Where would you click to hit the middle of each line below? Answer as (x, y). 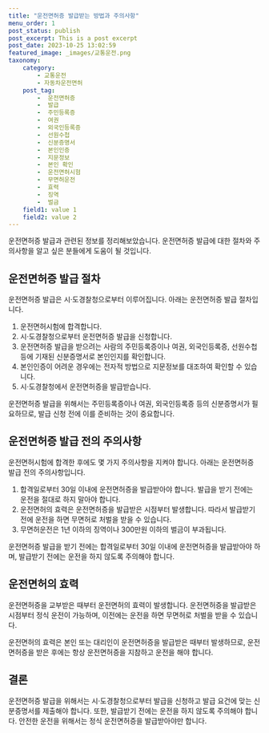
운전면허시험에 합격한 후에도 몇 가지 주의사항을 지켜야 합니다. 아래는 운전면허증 (131, 462)
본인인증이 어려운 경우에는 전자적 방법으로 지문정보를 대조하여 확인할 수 (131, 366)
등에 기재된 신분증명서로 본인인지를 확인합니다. (93, 357)
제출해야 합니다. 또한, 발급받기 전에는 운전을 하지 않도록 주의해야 (143, 711)
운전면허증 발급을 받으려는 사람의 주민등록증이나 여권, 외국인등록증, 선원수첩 (139, 346)
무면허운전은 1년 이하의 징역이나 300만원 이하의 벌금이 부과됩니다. (123, 529)
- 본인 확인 (55, 165)
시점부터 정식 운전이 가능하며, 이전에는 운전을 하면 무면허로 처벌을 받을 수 (122, 615)
